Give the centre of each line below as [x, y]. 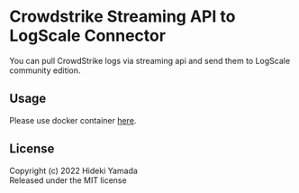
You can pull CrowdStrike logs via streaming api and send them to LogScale [150, 60]
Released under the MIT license [68, 180]
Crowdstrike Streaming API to [122, 17]
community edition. [45, 70]
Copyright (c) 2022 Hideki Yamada [73, 170]
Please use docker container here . [73, 120]
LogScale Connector [88, 36]
